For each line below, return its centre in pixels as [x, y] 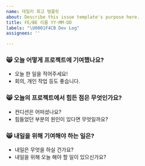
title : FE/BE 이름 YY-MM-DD [39, 22]
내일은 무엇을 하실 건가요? [44, 150]
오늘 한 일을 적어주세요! [41, 74]
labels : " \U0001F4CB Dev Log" [43, 28]
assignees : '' [23, 33]
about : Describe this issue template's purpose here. [73, 17]
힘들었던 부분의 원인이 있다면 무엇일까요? [61, 119]
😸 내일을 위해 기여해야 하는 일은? [50, 135]
